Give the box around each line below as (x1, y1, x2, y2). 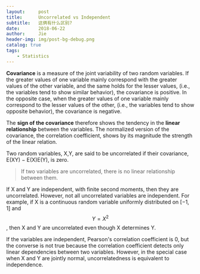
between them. (20, 174, 59, 181)
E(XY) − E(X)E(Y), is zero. (6, 156, 69, 163)
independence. (6, 261, 44, 269)
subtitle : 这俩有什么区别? (6, 20, 73, 26)
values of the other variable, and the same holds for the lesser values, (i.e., (6, 82, 190, 90)
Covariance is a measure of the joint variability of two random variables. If (6, 69, 189, 76)
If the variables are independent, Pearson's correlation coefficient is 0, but (6, 236, 189, 243)
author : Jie (6, 31, 47, 37)
